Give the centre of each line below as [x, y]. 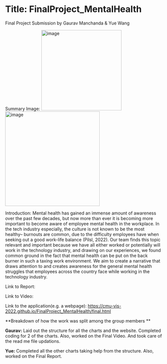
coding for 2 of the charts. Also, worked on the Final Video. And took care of [83, 335]
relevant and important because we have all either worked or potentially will [83, 245]
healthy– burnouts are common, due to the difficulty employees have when [82, 234]
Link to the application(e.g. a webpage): [46, 305]
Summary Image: [23, 108]
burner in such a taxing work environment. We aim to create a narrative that [83, 260]
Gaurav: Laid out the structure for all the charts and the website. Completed [83, 330]
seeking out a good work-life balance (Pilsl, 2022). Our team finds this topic [83, 239]
